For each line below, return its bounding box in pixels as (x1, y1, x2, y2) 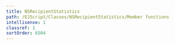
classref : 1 (6, 25, 35, 31)
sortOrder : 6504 (6, 30, 46, 36)
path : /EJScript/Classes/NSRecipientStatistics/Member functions (6, 14, 169, 20)
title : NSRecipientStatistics (6, 8, 80, 15)
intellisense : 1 (6, 19, 46, 25)
